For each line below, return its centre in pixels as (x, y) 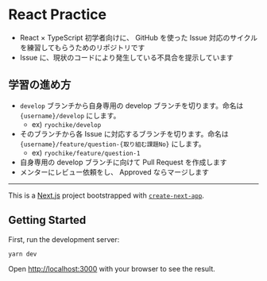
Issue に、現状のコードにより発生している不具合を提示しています (127, 57)
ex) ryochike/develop (66, 124)
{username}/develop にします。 (70, 115)
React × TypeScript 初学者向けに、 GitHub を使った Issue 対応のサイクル (139, 37)
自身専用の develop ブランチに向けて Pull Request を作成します (124, 162)
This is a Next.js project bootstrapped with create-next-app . (106, 195)
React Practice (58, 15)
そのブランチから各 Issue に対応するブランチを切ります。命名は (124, 133)
